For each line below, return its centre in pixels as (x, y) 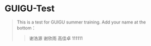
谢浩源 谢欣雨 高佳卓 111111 (56, 38)
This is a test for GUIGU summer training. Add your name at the (81, 22)
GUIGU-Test (30, 9)
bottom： (26, 28)
